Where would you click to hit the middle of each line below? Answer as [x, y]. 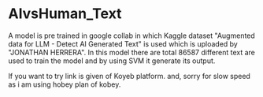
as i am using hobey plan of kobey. [65, 84]
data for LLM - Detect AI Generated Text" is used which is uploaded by [123, 43]
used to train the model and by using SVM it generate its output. [112, 61]
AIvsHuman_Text [65, 14]
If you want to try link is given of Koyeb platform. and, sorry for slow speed [129, 76]
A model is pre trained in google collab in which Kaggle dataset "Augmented [132, 35]
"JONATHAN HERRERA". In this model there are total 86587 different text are [132, 52]
